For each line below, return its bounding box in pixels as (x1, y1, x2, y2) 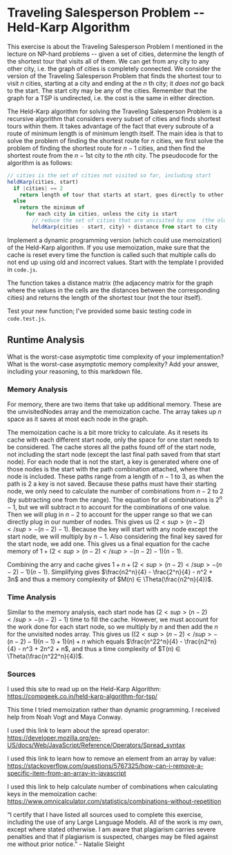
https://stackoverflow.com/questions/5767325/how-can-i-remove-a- (7, 762, 204, 770)
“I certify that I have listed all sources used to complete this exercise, (7, 811, 203, 819)
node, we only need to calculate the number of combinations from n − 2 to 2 (7, 487, 224, 495)
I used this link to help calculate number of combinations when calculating (7, 782, 218, 791)
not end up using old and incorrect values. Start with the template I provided (7, 258, 224, 266)
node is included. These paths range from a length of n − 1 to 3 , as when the (7, 472, 224, 480)
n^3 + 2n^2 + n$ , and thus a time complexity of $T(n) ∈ (22, 644, 181, 652)
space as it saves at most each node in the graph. (7, 415, 149, 423)
